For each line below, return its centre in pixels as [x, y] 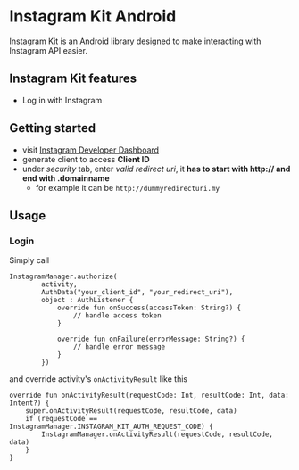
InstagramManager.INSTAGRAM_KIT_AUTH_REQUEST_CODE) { [112, 427]
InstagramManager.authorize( [63, 277]
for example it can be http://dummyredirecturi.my [128, 187]
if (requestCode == [62, 419]
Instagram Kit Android [93, 16]
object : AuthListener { [87, 301]
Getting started [53, 128]
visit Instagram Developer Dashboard [90, 150]
